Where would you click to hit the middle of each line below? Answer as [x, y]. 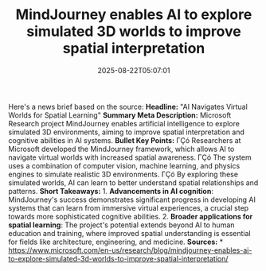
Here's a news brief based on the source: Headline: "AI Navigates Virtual [128, 106]
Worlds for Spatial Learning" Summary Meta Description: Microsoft [120, 115]
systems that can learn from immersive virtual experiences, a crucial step [129, 207]
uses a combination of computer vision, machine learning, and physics [124, 165]
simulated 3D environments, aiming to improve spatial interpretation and [127, 132]
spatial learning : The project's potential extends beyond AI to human [121, 225]
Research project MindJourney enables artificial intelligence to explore [124, 123]
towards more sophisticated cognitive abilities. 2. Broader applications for [131, 216]
